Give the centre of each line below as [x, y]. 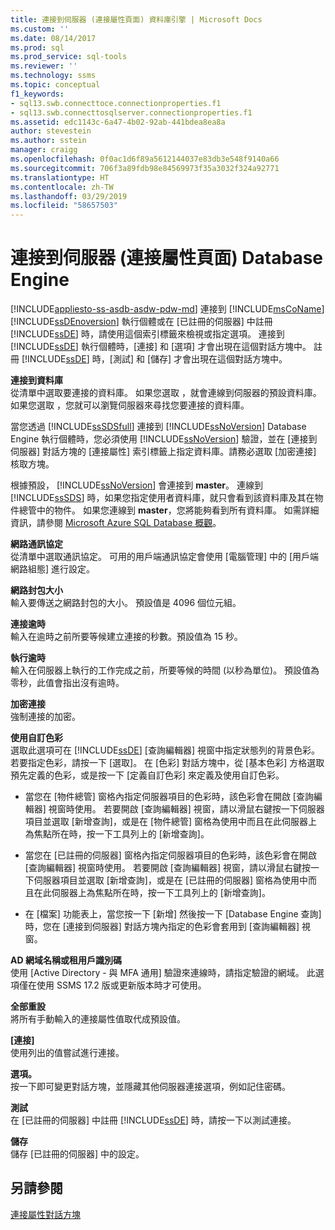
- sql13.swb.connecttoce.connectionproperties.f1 [116, 103]
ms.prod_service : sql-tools [69, 57]
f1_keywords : [37, 94]
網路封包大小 [36, 590]
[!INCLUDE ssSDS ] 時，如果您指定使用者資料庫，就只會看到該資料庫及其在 [162, 498]
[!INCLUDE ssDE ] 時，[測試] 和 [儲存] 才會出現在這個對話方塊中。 [154, 359]
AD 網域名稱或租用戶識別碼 [66, 960]
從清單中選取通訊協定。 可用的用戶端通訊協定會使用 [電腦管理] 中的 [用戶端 [165, 557]
